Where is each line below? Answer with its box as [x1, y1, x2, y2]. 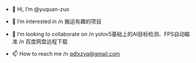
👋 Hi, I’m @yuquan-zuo [11, 6, 70, 12]
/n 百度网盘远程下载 [19, 38, 68, 45]
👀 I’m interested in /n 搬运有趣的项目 [11, 18, 102, 25]
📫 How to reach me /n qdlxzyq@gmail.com [11, 51, 120, 57]
